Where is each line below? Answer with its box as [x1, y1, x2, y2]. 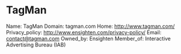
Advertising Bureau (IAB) [6, 41, 66, 48]
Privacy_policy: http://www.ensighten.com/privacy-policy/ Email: [6, 28, 162, 35]
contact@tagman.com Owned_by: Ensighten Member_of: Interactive [6, 35, 171, 42]
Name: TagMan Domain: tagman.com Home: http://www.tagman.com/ [6, 23, 175, 30]
